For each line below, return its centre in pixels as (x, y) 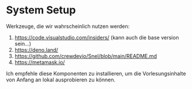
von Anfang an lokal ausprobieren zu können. (61, 80)
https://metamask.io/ (40, 62)
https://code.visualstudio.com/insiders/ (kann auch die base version (97, 37)
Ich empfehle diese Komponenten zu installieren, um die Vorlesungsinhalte (96, 73)
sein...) (23, 44)
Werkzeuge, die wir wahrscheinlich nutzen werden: (68, 26)
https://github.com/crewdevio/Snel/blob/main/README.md (85, 56)
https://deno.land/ (36, 49)
